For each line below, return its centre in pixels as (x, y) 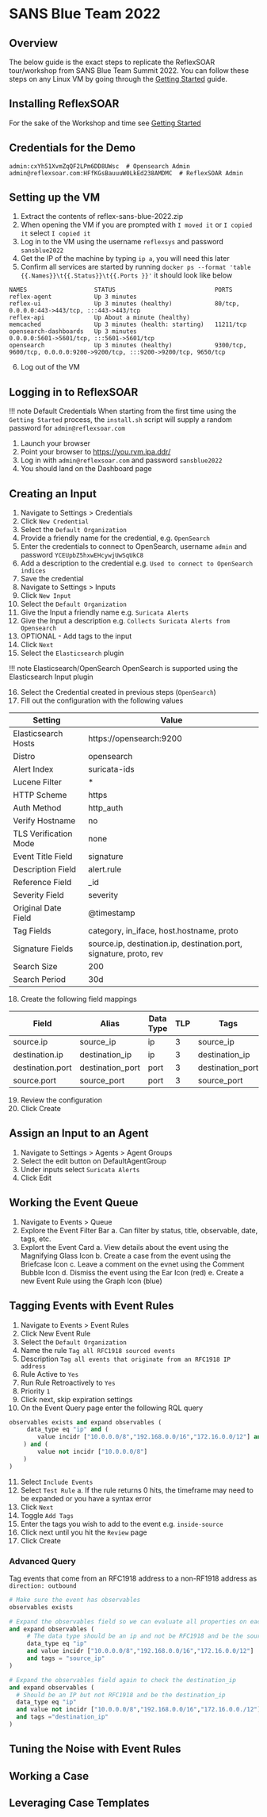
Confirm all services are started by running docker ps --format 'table (136, 267)
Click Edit (36, 1178)
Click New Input (46, 596)
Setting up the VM (55, 198)
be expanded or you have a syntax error (86, 1498)
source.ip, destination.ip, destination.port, (165, 944)
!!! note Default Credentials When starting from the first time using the (123, 411)
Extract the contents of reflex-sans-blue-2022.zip (102, 217)
